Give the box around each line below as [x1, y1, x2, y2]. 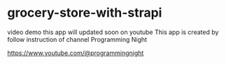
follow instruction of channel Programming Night [7, 35, 148, 43]
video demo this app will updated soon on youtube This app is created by [7, 28, 219, 36]
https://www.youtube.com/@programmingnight [7, 49, 144, 57]
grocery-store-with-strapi [7, 5, 162, 21]
